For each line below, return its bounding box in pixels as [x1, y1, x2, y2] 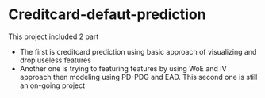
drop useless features [19, 55, 91, 65]
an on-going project [19, 81, 86, 90]
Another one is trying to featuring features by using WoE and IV [19, 63, 228, 73]
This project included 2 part [8, 32, 99, 41]
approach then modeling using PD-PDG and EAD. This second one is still [19, 72, 258, 81]
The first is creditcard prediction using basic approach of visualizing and [19, 47, 257, 56]
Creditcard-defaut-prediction [8, 6, 206, 24]
